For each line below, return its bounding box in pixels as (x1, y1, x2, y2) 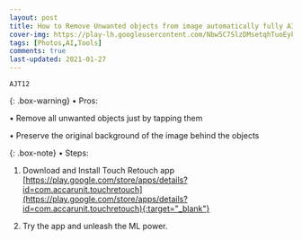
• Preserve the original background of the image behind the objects (9, 130, 260, 140)
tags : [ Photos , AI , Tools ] (9, 38, 102, 48)
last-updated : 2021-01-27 (9, 55, 106, 64)
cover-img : (9, 30, 50, 39)
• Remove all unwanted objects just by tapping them (9, 113, 203, 123)
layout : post (9, 13, 58, 22)
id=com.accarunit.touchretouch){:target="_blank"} (22, 203, 210, 214)
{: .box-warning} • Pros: (9, 95, 99, 106)
